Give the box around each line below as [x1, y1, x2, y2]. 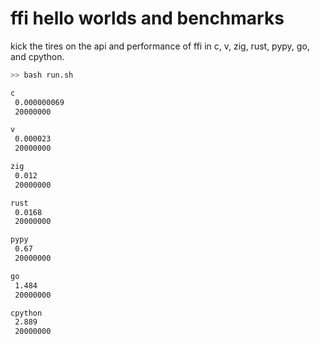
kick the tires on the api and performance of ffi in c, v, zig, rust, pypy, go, [10, 40, 310, 52]
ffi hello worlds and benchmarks [10, 7, 285, 30]
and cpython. [10, 50, 65, 62]
